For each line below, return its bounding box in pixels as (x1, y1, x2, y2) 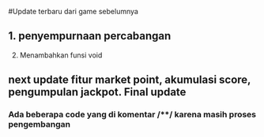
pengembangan (8, 119, 71, 130)
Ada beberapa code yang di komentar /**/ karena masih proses (8, 109, 257, 120)
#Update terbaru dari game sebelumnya (8, 7, 138, 16)
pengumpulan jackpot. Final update (8, 86, 187, 99)
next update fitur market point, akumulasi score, (8, 73, 251, 87)
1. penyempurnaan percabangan (8, 29, 172, 43)
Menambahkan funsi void (19, 50, 103, 60)
